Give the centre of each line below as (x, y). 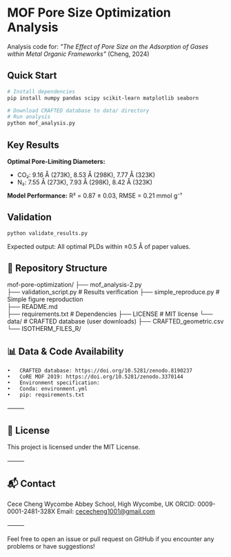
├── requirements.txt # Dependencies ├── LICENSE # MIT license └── (110, 314)
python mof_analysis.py (41, 123)
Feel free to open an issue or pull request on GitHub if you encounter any (111, 539)
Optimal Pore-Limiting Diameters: (56, 161)
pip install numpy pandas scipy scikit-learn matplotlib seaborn (103, 98)
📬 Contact (31, 484)
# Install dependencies (41, 91)
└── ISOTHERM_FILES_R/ (44, 329)
